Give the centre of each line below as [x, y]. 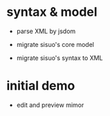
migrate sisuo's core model [55, 44]
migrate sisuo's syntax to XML [59, 58]
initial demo [41, 86]
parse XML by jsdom [46, 31]
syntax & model [52, 12]
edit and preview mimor [50, 105]
